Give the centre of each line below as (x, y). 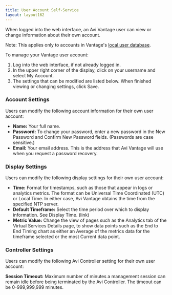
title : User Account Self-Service (42, 10)
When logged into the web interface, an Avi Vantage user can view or (78, 29)
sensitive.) (24, 142)
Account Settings (27, 99)
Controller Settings (29, 250)
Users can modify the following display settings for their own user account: (84, 178)
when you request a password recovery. (55, 153)
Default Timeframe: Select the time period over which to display (81, 209)
